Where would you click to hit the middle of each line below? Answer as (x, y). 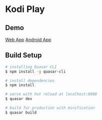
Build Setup (23, 55)
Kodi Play (25, 9)
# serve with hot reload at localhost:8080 (51, 94)
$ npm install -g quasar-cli (35, 71)
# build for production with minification (50, 108)
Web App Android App (28, 39)
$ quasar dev (19, 99)
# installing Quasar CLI (31, 67)
